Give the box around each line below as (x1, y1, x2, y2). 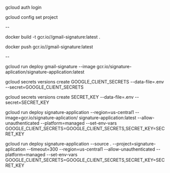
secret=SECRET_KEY (5, 99, 50, 105)
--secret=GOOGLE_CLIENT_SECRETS (5, 84, 84, 90)
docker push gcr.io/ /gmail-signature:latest (5, 44, 93, 50)
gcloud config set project (5, 14, 58, 20)
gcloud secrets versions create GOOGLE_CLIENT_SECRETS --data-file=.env (5, 79, 164, 84)
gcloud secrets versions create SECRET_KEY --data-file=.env (5, 94, 134, 100)
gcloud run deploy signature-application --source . (5, 141, 112, 147)
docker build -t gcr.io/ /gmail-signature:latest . (5, 34, 100, 40)
